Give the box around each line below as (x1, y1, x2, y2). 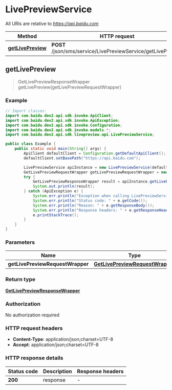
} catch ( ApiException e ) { (24, 189, 83, 194)
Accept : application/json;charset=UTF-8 (12, 341, 99, 348)
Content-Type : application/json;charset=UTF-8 (12, 336, 114, 342)
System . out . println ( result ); (32, 184, 95, 189)
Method (17, 32, 37, 39)
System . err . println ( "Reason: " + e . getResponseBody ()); (32, 203, 155, 208)
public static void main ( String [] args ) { (14, 146, 106, 151)
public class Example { (5, 142, 56, 147)
